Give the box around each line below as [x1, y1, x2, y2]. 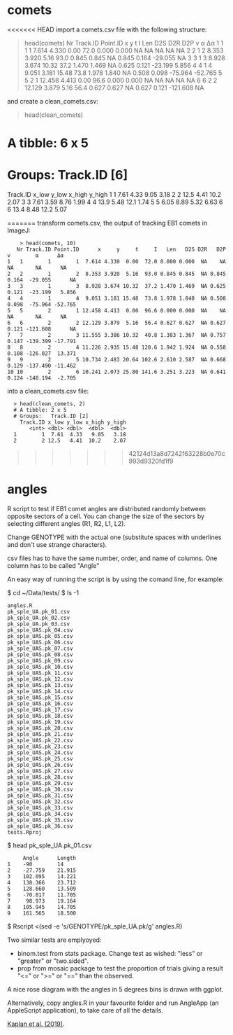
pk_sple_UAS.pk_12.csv [7, 676, 73, 683]
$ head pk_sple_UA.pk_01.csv [7, 841, 92, 849]
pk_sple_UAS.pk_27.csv [7, 767, 73, 774]
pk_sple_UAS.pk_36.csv [7, 823, 73, 830]
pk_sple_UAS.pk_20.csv [7, 725, 73, 732]
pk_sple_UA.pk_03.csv [7, 620, 70, 627]
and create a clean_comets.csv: [7, 97, 99, 105]
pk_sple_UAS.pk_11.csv [7, 669, 73, 676]
